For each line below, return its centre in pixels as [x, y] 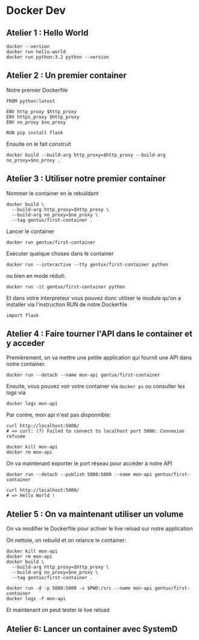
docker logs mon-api [32, 404]
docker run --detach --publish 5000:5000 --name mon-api [79, 475]
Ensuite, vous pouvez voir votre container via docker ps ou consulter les [96, 386]
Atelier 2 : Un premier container [66, 76]
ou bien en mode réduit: [36, 275]
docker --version [28, 46]
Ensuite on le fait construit [39, 144]
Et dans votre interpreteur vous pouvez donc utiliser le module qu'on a [94, 298]
